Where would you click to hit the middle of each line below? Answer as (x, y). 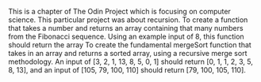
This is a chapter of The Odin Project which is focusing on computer (120, 11)
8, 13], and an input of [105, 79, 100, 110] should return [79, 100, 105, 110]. (127, 70)
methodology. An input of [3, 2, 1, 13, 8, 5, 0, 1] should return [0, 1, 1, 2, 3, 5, (131, 61)
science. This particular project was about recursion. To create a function (128, 20)
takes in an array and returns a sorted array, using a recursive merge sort (128, 53)
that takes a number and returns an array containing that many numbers (126, 28)
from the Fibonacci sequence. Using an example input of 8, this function (126, 36)
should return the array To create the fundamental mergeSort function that (130, 45)
